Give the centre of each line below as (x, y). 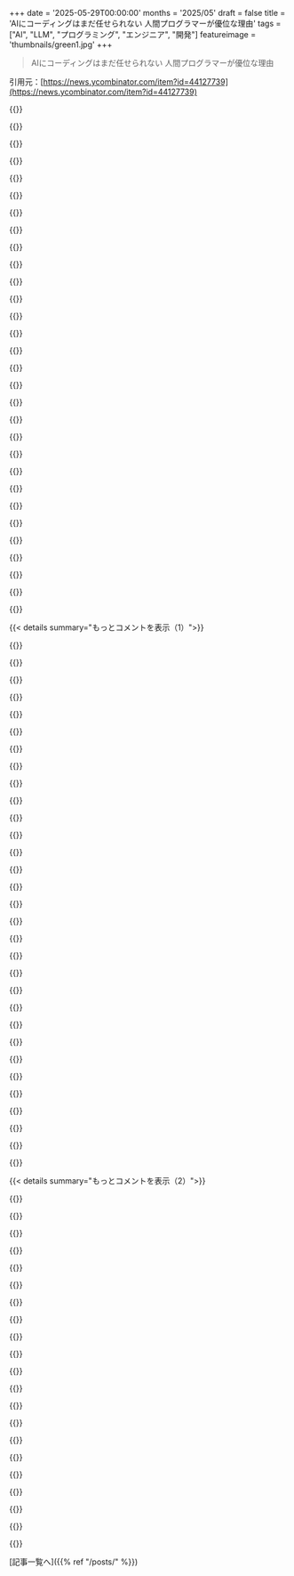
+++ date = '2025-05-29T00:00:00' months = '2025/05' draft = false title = (147, 13)
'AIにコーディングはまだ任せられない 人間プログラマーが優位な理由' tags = (145, 23)
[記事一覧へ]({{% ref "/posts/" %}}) (74, 1562)
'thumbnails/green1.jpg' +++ (61, 44)
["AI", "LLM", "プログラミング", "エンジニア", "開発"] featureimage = (132, 34)
